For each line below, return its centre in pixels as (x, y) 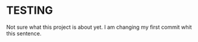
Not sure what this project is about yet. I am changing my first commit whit (99, 27)
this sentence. (24, 33)
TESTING (30, 10)
